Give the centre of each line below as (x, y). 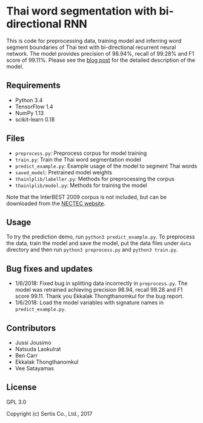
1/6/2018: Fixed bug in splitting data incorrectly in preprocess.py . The (101, 283)
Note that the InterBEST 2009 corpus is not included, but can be (86, 197)
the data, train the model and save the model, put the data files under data (99, 243)
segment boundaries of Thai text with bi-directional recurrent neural (91, 47)
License (22, 388)
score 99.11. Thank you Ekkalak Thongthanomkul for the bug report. (99, 296)
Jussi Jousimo (33, 343)
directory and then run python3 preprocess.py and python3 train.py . (92, 250)
